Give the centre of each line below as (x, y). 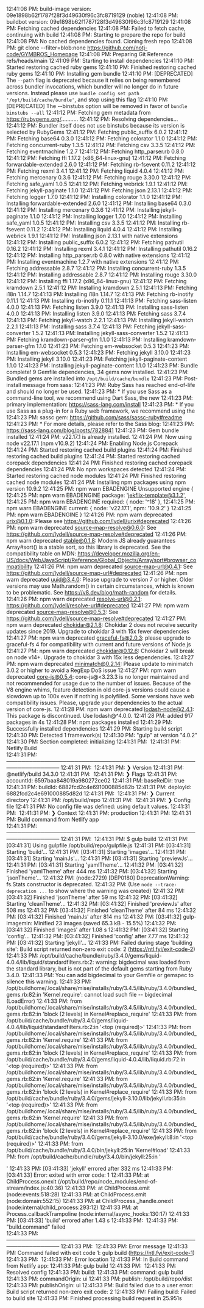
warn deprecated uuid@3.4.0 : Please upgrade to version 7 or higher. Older (100, 580)
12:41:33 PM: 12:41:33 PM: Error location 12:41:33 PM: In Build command (97, 1259)
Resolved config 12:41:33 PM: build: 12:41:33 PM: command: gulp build (95, 1272)
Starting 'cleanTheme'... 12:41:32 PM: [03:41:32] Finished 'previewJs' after (99, 904)
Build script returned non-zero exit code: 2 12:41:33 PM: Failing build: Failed (101, 1292)
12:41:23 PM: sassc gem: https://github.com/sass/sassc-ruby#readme (94, 417)
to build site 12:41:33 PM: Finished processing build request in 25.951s (94, 1298)
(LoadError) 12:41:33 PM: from (44, 1001)
